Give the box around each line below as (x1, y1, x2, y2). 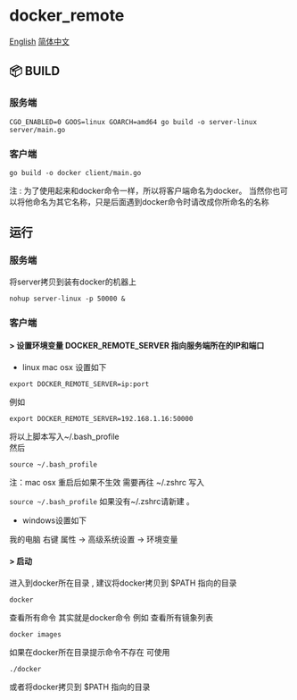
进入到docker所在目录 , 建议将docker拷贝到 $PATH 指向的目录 (9, 578, 238, 588)
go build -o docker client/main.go (9, 168, 142, 177)
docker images (9, 629, 62, 639)
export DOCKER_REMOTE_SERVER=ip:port (9, 379, 150, 389)
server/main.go (9, 125, 66, 134)
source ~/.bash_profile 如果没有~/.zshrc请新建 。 (9, 495, 194, 506)
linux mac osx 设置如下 (21, 361, 107, 372)
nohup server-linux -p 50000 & (9, 294, 126, 303)
